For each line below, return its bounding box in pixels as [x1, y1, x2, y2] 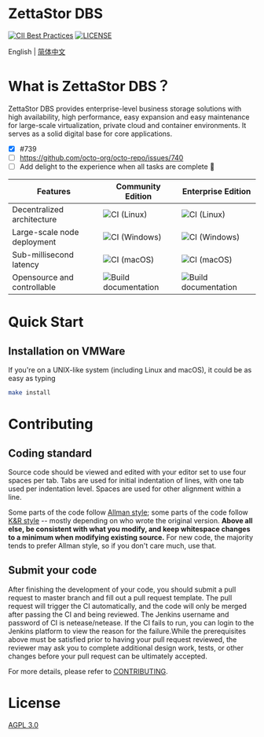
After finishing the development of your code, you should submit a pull [8, 585, 236, 594]
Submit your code [8, 563, 97, 577]
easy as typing [8, 374, 57, 383]
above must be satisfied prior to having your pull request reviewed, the [8, 634, 237, 644]
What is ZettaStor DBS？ [8, 78, 170, 95]
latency [12, 259, 39, 270]
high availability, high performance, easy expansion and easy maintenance [8, 112, 250, 122]
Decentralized [12, 204, 64, 215]
